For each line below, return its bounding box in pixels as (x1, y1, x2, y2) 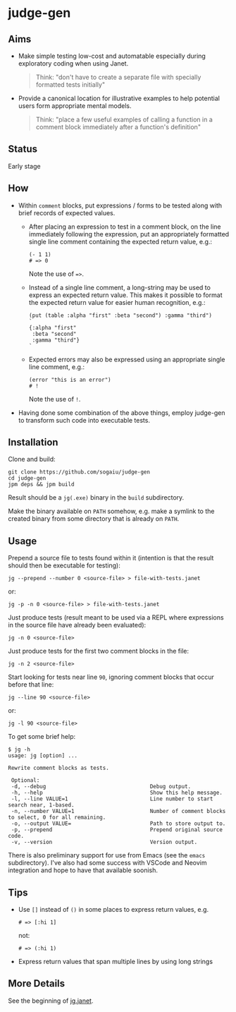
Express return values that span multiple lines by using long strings (18, 958, 213, 966)
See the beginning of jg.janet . (8, 996, 94, 1005)
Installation (8, 436, 58, 449)
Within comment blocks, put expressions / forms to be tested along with (18, 201, 223, 210)
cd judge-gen (8, 475, 46, 482)
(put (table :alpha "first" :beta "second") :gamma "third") (28, 312, 212, 319)
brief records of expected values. (18, 208, 116, 217)
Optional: (11, 777, 40, 784)
